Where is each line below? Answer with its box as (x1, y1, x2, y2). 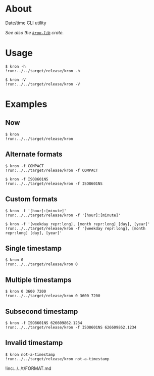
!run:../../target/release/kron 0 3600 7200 (5, 294, 100, 299)
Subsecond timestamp (5, 307, 78, 316)
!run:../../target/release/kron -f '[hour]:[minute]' (5, 213, 121, 218)
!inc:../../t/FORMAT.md (5, 365, 52, 371)
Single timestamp (5, 244, 62, 253)
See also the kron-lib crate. (5, 29, 64, 35)
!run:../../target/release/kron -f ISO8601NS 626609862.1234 (5, 324, 137, 330)
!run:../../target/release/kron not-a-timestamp (5, 356, 110, 361)
